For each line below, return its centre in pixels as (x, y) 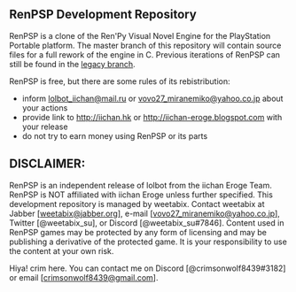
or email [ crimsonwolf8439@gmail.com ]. (84, 277)
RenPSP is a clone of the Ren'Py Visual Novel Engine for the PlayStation (140, 35)
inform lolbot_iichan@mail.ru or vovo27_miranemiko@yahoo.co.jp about (152, 98)
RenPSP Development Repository (103, 15)
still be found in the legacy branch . (72, 64)
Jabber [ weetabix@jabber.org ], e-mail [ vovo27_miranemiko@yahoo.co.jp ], (145, 213)
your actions (45, 108)
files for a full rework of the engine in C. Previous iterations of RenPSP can (145, 54)
